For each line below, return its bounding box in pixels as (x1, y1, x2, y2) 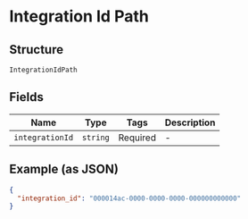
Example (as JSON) (9, 162, 119, 177)
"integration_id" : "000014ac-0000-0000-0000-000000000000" (17, 194, 242, 203)
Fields (9, 89, 45, 105)
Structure (9, 42, 64, 57)
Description (164, 116, 216, 129)
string (81, 132, 110, 142)
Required (118, 131, 156, 144)
